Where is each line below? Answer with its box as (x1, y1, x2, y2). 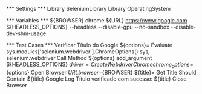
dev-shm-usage (6, 30, 47, 37)
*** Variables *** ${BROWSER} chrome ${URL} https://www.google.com (6, 17, 187, 24)
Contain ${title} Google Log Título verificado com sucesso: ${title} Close (6, 75, 187, 82)
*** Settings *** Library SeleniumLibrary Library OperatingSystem (6, 5, 171, 12)
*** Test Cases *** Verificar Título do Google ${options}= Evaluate (6, 42, 173, 49)
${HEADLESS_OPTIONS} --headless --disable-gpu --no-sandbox (6, 24, 169, 30)
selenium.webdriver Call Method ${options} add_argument (6, 55, 152, 61)
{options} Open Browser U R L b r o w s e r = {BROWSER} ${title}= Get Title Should (6, 69, 197, 76)
